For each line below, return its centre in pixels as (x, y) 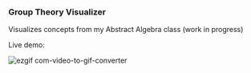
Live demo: (27, 45)
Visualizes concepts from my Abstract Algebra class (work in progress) (126, 30)
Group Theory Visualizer (57, 12)
